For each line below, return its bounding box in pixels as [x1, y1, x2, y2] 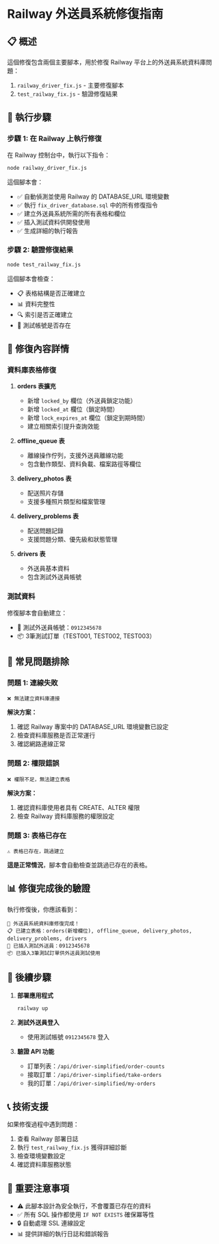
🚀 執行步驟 [7, 112, 51, 123]
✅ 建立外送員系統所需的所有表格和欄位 [16, 210, 127, 218]
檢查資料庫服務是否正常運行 [16, 731, 96, 739]
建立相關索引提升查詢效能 [27, 422, 100, 431]
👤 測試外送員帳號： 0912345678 [16, 623, 102, 631]
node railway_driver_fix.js [7, 164, 88, 171]
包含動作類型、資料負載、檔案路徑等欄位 [27, 460, 142, 468]
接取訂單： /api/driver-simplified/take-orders [27, 1070, 162, 1078]
